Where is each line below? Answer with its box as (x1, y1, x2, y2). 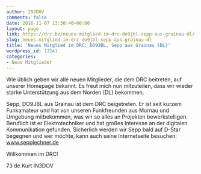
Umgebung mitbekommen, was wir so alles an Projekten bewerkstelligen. (6, 113, 188, 120)
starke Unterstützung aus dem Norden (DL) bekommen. (6, 89, 144, 96)
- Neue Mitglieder (6, 59, 52, 65)
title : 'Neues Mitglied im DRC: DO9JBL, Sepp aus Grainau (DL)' (6, 43, 171, 49)
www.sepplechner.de (6, 138, 59, 146)
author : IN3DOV (6, 8, 45, 15)
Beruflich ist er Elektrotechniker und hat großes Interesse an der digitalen (6, 119, 188, 126)
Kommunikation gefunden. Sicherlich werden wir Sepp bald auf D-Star (6, 126, 181, 133)
